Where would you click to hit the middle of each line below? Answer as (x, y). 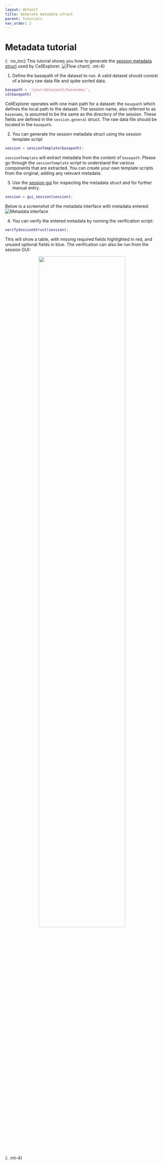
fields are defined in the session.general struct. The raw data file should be (81, 119)
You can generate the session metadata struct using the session (77, 134)
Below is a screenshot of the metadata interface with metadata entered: (77, 206)
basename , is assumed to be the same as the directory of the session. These (81, 114)
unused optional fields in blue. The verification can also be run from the (77, 244)
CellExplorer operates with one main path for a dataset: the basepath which (80, 104)
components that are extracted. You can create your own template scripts (79, 168)
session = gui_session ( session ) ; (39, 197)
